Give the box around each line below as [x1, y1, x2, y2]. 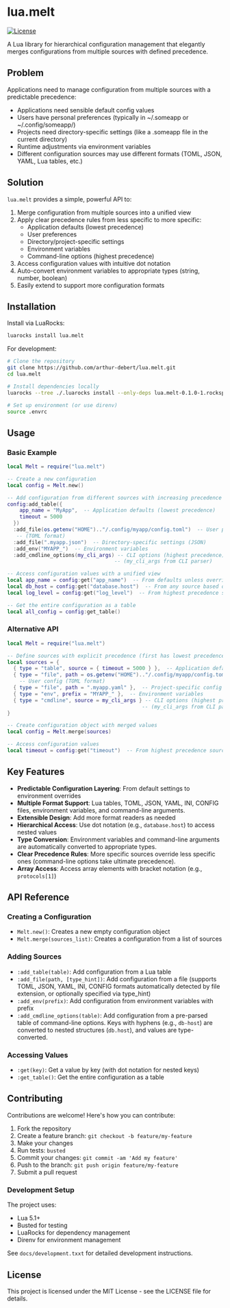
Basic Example [7, 447, 57, 457]
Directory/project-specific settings [27, 237, 125, 245]
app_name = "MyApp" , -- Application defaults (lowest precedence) [19, 507, 216, 514]
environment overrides [16, 791, 81, 800]
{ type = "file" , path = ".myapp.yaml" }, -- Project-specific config [13, 684, 222, 691]
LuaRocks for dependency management [16, 1229, 130, 1237]
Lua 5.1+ [16, 1214, 41, 1222]
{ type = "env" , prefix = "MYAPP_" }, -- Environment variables [13, 690, 204, 698]
